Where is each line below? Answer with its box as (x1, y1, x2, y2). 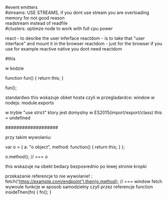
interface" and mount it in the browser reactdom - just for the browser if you (5, 41, 162, 47)
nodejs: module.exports (5, 100, 54, 106)
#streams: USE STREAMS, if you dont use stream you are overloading (5, 10, 149, 16)
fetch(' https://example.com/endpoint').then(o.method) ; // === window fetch (5, 178, 162, 184)
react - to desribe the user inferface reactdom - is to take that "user (5, 35, 145, 41)
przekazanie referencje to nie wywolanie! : (5, 173, 93, 179)
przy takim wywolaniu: (5, 134, 52, 140)
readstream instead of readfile (5, 20, 68, 26)
